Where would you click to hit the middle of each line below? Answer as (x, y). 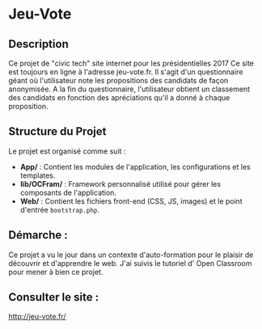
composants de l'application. (68, 192)
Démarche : (38, 235)
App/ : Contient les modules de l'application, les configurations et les (135, 167)
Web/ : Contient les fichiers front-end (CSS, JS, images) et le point (131, 201)
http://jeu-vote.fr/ (37, 317)
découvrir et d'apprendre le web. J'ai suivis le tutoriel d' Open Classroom (130, 263)
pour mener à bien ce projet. (56, 272)
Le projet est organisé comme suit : (67, 151)
